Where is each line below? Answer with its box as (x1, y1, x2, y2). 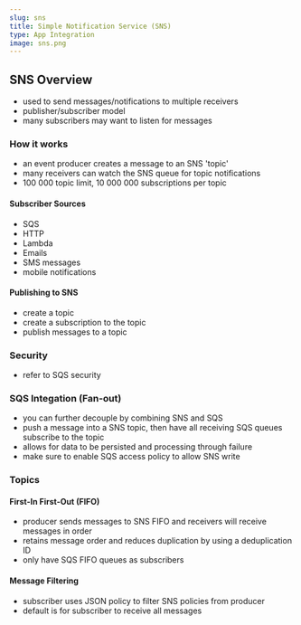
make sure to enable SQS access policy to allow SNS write (22, 451, 241, 462)
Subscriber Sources (9, 198, 86, 209)
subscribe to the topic (22, 431, 105, 443)
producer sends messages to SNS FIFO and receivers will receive (22, 516, 267, 527)
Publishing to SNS (9, 287, 79, 298)
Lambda (22, 237, 53, 249)
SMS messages (22, 257, 81, 268)
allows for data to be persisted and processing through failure (22, 441, 253, 452)
